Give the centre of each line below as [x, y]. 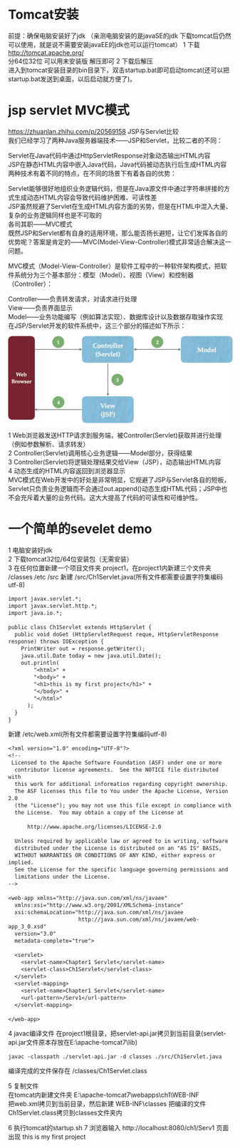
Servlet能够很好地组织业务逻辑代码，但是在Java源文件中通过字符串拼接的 [116, 188]
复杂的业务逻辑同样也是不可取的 [55, 215]
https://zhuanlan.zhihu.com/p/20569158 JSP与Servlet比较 [94, 131]
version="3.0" [35, 934]
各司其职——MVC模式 [41, 224]
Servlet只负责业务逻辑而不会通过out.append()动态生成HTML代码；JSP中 [115, 489]
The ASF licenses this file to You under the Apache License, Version [121, 792]
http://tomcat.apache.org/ [46, 52]
